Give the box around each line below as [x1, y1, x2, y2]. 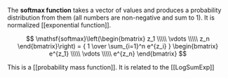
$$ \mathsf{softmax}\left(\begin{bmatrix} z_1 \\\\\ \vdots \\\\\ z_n [25, 34, 210, 43]
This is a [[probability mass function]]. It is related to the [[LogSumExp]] [7, 63, 215, 71]
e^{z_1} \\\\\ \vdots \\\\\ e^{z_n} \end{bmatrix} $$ [48, 49, 187, 58]
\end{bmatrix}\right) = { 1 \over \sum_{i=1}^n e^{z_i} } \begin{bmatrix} [17, 42, 219, 50]
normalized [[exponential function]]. [7, 21, 112, 29]
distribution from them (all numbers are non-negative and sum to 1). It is [7, 13, 215, 22]
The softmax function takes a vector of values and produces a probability [7, 6, 222, 14]
